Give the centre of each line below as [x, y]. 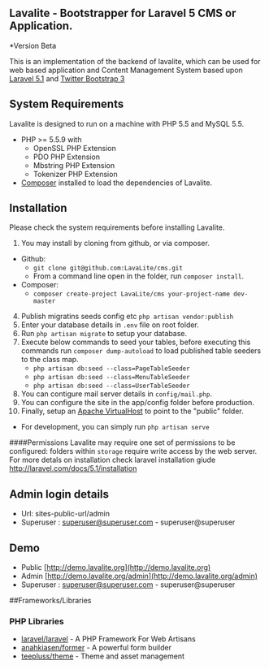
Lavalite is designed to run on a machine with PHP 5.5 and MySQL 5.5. [127, 123]
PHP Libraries [37, 621]
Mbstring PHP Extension [74, 165]
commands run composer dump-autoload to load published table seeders [141, 351]
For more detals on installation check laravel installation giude [113, 460]
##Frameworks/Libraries [50, 601]
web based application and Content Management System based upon [126, 70]
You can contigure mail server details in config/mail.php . [116, 394]
